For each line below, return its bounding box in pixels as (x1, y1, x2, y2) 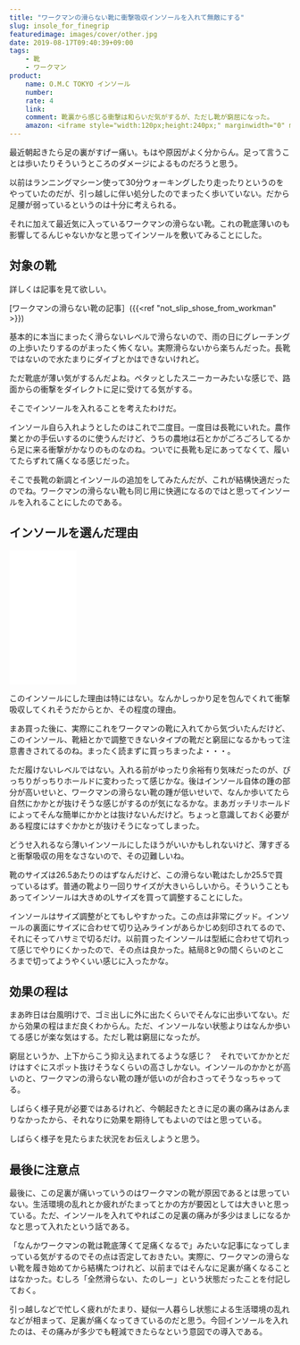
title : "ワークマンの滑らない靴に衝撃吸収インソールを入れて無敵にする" (9, 13, 245, 22)
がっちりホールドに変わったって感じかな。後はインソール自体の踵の (32, 775, 283, 786)
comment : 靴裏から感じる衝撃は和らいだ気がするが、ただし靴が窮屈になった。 (25, 113, 274, 122)
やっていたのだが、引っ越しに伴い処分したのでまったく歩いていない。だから (9, 189, 290, 199)
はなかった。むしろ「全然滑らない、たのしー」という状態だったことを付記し (9, 1273, 291, 1284)
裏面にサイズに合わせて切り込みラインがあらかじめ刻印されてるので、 (32, 922, 290, 933)
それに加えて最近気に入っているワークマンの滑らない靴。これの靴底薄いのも (9, 218, 290, 229)
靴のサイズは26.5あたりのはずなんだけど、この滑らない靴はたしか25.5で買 (9, 869, 284, 880)
